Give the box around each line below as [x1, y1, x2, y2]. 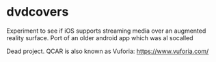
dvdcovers [6, 4, 69, 20]
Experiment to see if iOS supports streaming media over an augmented [6, 27, 206, 35]
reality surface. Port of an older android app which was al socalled [6, 33, 193, 42]
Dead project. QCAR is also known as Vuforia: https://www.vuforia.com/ [6, 47, 209, 55]
